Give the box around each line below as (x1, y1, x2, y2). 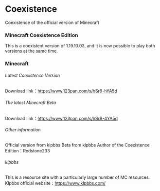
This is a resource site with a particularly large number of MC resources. (5, 174, 150, 180)
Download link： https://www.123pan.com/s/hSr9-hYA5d (5, 88, 118, 94)
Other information (5, 127, 41, 133)
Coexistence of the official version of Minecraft (5, 20, 100, 25)
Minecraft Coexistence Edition (5, 32, 78, 39)
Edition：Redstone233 (5, 148, 50, 153)
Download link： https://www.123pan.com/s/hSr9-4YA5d (5, 115, 118, 121)
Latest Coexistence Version (5, 72, 60, 78)
